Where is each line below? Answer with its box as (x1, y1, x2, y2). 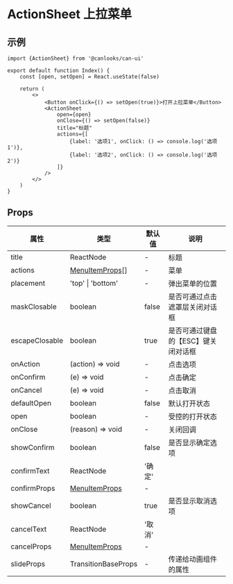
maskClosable (10, 302, 57, 311)
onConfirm (10, 372, 46, 382)
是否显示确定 (168, 437, 210, 447)
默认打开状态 (168, 398, 210, 408)
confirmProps (10, 483, 55, 493)
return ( (19, 86, 45, 92)
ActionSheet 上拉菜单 (7, 6, 132, 22)
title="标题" (56, 124, 92, 131)
